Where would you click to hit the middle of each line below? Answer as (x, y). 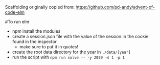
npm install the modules (36, 31)
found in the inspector (34, 42)
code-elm (15, 12)
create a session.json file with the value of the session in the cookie (80, 36)
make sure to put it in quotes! (49, 47)
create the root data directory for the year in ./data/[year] (71, 52)
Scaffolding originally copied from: (40, 7)
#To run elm (17, 22)
